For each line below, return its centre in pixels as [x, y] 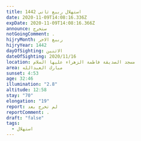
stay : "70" [20, 95]
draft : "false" [25, 118]
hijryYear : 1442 [26, 46]
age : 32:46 [20, 79]
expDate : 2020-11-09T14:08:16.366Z [51, 23]
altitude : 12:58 [26, 90]
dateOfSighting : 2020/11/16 [41, 56]
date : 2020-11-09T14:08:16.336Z [46, 17]
